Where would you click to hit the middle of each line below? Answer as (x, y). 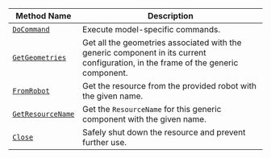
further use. (104, 142)
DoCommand (31, 29)
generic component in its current (144, 53)
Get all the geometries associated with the (162, 42)
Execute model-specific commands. (151, 29)
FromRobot (31, 91)
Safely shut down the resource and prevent (164, 132)
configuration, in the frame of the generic (160, 62)
